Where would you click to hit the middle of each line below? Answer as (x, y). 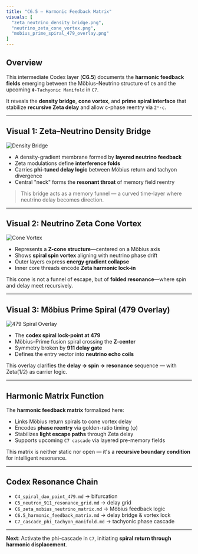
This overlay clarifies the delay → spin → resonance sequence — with (91, 365)
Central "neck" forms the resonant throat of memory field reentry (95, 182)
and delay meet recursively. (40, 286)
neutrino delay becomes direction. (62, 199)
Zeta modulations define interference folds (67, 163)
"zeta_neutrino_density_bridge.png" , (58, 22)
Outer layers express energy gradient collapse (72, 262)
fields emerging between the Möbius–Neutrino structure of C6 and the (91, 83)
